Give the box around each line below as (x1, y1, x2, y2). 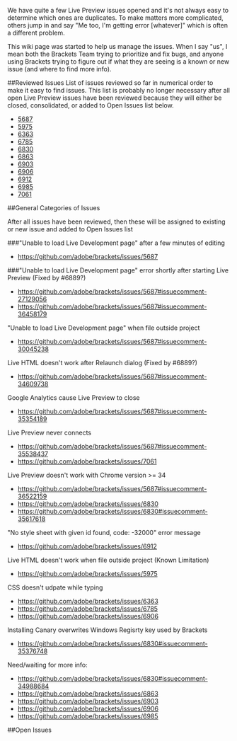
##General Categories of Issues (7, 204, 100, 212)
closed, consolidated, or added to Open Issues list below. (7, 101, 175, 109)
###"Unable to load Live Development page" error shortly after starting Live (7, 266, 229, 275)
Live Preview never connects (7, 428, 92, 437)
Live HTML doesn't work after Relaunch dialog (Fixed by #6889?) (7, 359, 198, 367)
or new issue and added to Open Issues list (7, 225, 133, 233)
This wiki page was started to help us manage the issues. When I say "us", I (7, 42, 228, 50)
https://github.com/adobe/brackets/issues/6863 (17, 689, 159, 698)
